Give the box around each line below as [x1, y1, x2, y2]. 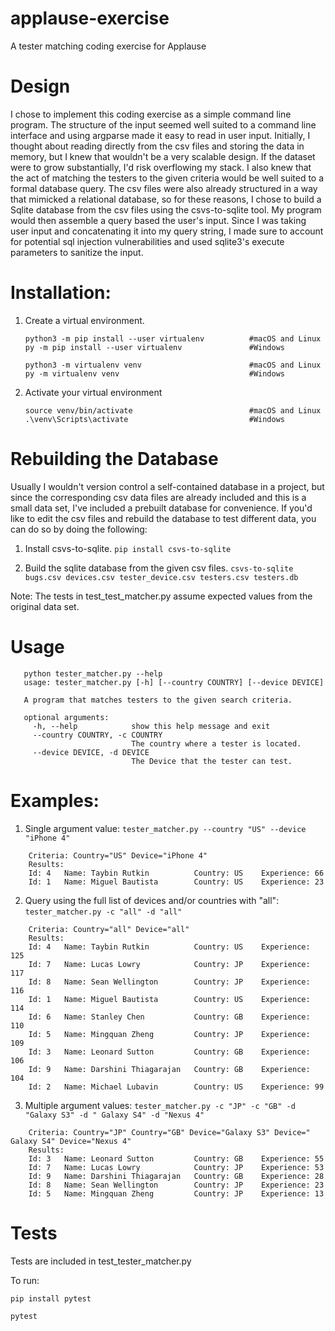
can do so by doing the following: [10, 523, 148, 535]
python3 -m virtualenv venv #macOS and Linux [24, 360, 322, 370]
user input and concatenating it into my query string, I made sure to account [10, 225, 324, 237]
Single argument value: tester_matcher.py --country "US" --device [24, 822, 307, 834]
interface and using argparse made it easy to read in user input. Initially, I [10, 129, 311, 141]
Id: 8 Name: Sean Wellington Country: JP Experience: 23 [28, 1180, 325, 1190]
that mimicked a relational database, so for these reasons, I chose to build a [10, 193, 322, 205]
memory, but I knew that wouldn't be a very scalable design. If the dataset [10, 150, 316, 162]
